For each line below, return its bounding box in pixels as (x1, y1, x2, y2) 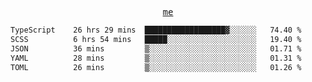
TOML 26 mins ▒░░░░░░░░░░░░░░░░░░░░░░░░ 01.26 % (10, 62, 302, 72)
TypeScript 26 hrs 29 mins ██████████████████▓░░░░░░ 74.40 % (10, 25, 302, 35)
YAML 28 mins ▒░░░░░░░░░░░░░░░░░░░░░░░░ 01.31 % (10, 53, 302, 63)
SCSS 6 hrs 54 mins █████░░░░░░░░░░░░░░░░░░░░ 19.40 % (10, 34, 302, 44)
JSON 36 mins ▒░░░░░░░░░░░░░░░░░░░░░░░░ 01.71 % (10, 43, 302, 54)
